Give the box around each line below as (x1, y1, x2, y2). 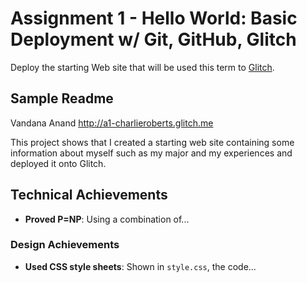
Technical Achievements (10, 187, 168, 204)
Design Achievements (10, 238, 120, 252)
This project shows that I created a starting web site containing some (10, 136, 295, 148)
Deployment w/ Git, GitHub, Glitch (10, 28, 297, 51)
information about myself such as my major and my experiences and (10, 147, 293, 159)
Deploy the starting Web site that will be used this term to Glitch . (10, 61, 275, 73)
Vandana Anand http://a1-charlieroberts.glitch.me (10, 117, 214, 129)
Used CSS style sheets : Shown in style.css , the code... (24, 260, 257, 272)
